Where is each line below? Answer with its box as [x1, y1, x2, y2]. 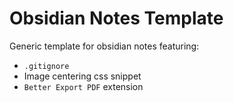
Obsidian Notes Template [9, 7, 224, 30]
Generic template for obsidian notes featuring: [9, 40, 200, 52]
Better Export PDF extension [23, 80, 144, 92]
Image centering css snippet [23, 70, 142, 82]
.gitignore [23, 61, 70, 71]
